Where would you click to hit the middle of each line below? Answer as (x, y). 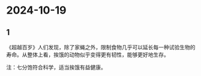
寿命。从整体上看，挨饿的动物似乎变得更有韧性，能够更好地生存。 (88, 55)
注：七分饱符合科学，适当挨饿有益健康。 (56, 67)
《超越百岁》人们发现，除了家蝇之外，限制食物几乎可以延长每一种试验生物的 (101, 47)
